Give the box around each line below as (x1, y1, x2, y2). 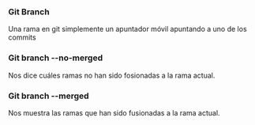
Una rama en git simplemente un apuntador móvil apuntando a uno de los (8, 25, 247, 34)
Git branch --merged (8, 90, 89, 101)
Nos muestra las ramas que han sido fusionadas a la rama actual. (8, 108, 220, 117)
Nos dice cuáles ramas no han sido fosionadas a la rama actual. (8, 70, 216, 80)
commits (8, 32, 37, 42)
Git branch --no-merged (8, 52, 103, 63)
